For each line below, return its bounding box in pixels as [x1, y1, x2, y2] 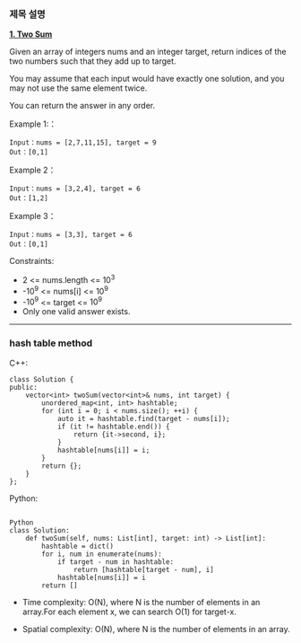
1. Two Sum [9, 29, 53, 40]
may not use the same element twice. [9, 83, 148, 93]
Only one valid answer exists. [21, 306, 131, 317]
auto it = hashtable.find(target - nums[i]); [56, 414, 230, 423]
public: [9, 383, 39, 392]
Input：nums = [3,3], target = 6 [9, 231, 133, 240]
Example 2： [9, 164, 56, 176]
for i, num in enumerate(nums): [41, 550, 163, 559]
